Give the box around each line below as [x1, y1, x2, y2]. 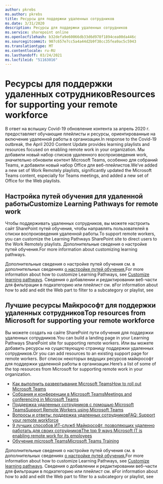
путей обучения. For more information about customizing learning [5, 246, 138, 252]
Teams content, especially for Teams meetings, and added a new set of [5, 172, 149, 179]
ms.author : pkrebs [5, 12, 42, 17]
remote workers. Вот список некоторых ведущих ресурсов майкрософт [5, 356, 154, 362]
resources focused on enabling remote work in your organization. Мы [5, 146, 145, 152]
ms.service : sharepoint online [5, 30, 69, 35]
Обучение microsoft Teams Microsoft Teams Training [12, 438, 119, 444]
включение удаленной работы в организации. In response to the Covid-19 [5, 136, 157, 142]
